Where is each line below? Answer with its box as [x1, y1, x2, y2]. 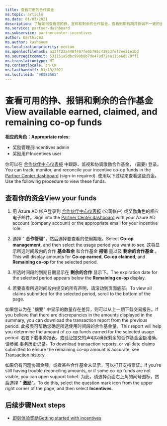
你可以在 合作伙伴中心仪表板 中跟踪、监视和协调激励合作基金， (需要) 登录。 [5, 161, 162, 167]
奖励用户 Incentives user [12, 150, 62, 156]
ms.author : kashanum [5, 40, 48, 45]
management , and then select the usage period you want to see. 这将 [12, 242, 156, 248]
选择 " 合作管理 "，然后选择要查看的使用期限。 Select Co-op [12, 235, 134, 242]
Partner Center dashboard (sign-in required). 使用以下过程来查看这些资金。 [5, 172, 159, 178]
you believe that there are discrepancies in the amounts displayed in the [5, 312, 153, 318]
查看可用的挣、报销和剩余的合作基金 [5, 95, 154, 107]
